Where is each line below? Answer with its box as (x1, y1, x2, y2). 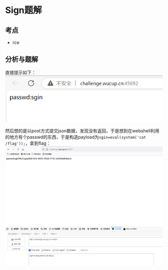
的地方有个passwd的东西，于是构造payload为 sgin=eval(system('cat (5, 134, 146, 140)
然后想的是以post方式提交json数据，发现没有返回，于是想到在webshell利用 (5, 128, 159, 134)
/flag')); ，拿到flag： (5, 140, 51, 146)
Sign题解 (5, 4, 42, 16)
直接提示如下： (5, 69, 36, 75)
